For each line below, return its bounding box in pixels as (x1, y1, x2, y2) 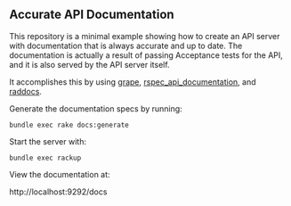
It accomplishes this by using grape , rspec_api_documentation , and (9, 76, 256, 87)
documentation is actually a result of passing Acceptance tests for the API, (9, 49, 283, 61)
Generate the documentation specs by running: (9, 103, 182, 114)
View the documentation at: (9, 169, 110, 179)
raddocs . (9, 86, 43, 96)
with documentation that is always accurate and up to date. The (9, 40, 243, 51)
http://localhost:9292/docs (9, 186, 108, 197)
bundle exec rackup (9, 153, 82, 162)
